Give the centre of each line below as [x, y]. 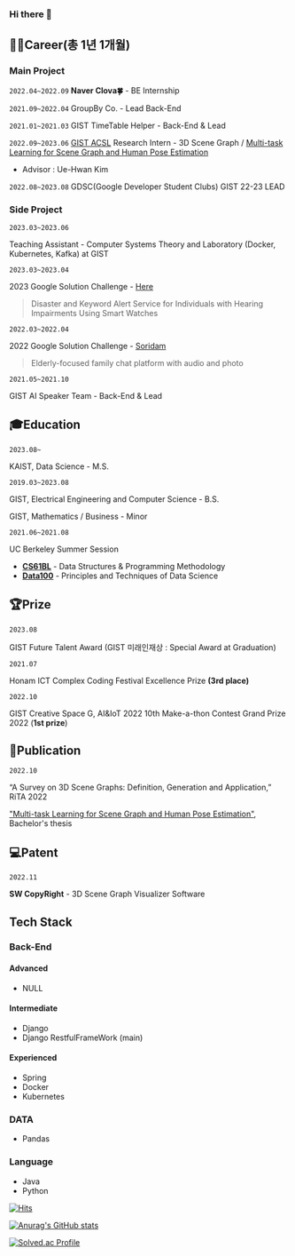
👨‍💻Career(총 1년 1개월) [70, 45]
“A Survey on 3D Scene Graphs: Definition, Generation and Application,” [140, 787]
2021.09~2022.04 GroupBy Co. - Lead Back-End [95, 108]
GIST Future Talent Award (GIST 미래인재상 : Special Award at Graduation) [143, 647]
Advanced [29, 968]
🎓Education [45, 425]
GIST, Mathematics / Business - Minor [78, 516]
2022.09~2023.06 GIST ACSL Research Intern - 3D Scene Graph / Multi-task [146, 142]
